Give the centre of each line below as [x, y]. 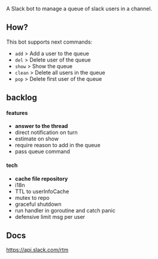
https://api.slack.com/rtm [37, 250]
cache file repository [41, 178]
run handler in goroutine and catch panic [65, 210]
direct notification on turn [46, 132]
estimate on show [37, 139]
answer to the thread [41, 126]
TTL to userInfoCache [42, 191]
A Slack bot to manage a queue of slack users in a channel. [79, 9]
